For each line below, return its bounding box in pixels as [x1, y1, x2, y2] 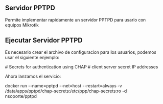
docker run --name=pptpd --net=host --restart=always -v [5, 83, 122, 88]
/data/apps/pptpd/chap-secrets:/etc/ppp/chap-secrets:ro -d [5, 88, 127, 94]
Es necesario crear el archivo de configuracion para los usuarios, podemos [5, 49, 157, 55]
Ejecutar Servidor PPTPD [5, 36, 83, 44]
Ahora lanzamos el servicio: [5, 73, 61, 79]
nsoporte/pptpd [5, 93, 37, 99]
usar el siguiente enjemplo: [5, 54, 60, 60]
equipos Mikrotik [5, 22, 39, 28]
